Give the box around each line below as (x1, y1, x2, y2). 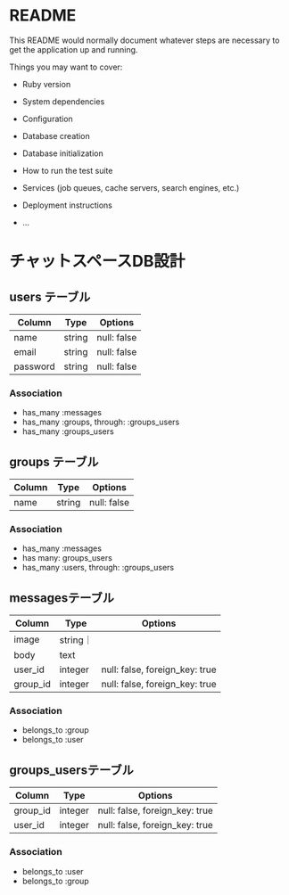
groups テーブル (9, 454, 99, 469)
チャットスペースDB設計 (9, 251, 186, 272)
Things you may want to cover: (9, 62, 123, 72)
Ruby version (21, 78, 71, 89)
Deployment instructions (21, 200, 113, 210)
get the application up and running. (9, 44, 138, 54)
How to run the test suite (21, 165, 113, 176)
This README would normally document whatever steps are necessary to (9, 35, 280, 45)
